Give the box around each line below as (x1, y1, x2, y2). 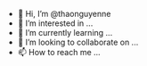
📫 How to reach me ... (17, 47, 101, 57)
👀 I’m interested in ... (17, 18, 94, 29)
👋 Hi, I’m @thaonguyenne (17, 9, 111, 19)
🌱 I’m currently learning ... (17, 28, 113, 37)
